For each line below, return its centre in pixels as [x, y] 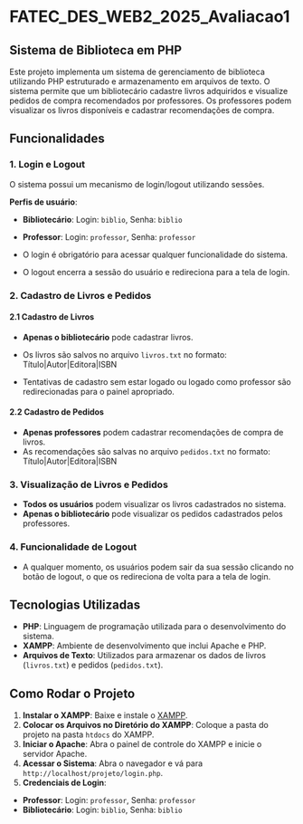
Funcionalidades [57, 139]
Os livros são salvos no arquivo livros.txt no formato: [125, 354]
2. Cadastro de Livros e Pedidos [80, 295]
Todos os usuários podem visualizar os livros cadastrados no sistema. [154, 504]
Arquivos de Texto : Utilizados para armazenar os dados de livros [144, 656]
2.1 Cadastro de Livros [52, 317]
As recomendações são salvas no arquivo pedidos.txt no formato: [147, 452]
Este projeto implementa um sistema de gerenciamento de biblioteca [137, 72]
